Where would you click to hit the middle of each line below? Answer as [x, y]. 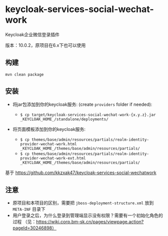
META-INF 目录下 [29, 209]
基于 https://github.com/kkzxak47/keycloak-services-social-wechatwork [81, 173]
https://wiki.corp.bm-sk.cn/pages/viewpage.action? [90, 222]
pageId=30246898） [35, 228]
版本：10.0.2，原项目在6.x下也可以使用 [45, 45]
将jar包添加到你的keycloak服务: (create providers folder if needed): [82, 104]
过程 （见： [24, 222]
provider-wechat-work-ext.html [53, 158]
